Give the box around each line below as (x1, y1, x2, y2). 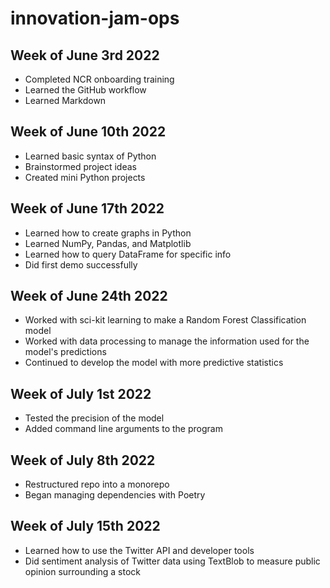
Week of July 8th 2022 (10, 452, 156, 469)
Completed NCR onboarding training (24, 73, 175, 85)
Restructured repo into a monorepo (24, 478, 170, 491)
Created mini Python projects (24, 171, 146, 183)
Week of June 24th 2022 (10, 288, 168, 305)
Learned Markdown (24, 95, 107, 106)
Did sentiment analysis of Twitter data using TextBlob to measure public (24, 555, 321, 567)
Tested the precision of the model (24, 412, 165, 424)
